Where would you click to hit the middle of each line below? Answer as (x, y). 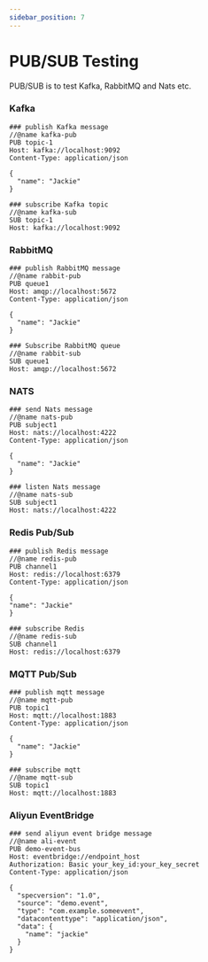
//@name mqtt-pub (41, 701)
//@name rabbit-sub (45, 354)
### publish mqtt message (57, 693)
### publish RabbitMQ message (65, 268)
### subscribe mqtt (45, 770)
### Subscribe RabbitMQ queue (65, 346)
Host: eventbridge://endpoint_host (75, 857)
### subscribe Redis (47, 628)
